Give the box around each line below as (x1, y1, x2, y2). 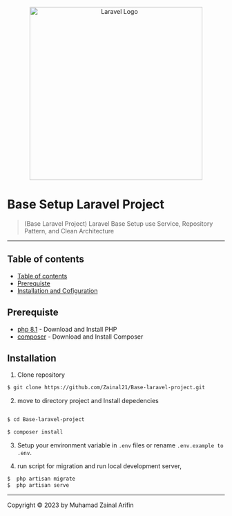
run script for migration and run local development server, (17, 462, 182, 470)
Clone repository (17, 371, 66, 379)
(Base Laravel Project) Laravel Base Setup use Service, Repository (23, 219, 213, 228)
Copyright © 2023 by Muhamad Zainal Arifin (7, 501, 134, 509)
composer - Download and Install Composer (17, 332, 144, 341)
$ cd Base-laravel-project (7, 416, 85, 423)
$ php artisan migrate (7, 475, 76, 482)
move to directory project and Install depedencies (17, 397, 159, 405)
